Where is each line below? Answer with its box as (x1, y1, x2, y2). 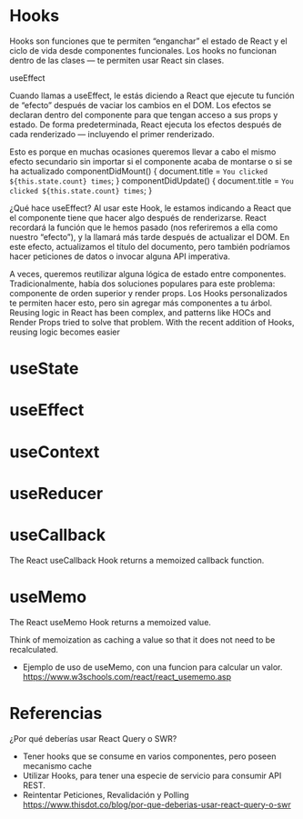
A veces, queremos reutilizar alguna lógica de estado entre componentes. (9, 268, 287, 279)
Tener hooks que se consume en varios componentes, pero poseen (22, 751, 277, 762)
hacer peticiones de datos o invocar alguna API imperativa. (9, 251, 230, 262)
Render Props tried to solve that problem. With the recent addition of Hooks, (9, 316, 295, 327)
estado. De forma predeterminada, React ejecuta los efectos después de (9, 119, 282, 130)
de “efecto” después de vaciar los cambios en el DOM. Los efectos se (9, 99, 272, 110)
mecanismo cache (22, 760, 93, 771)
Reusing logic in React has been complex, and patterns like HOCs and (9, 306, 271, 318)
